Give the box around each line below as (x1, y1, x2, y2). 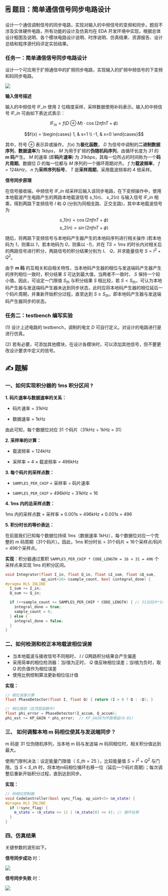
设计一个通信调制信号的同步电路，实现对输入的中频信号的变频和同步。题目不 (5, 22, 163, 28)
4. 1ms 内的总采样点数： (5, 500, 55, 507)
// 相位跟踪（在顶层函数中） (5, 706, 57, 712)
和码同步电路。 (5, 73, 36, 79)
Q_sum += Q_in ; (9, 590, 41, 596)
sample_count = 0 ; (14, 609, 52, 614)
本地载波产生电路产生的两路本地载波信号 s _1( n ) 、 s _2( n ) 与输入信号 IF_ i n (5, 194, 153, 200)
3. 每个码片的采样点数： (5, 469, 54, 475)
